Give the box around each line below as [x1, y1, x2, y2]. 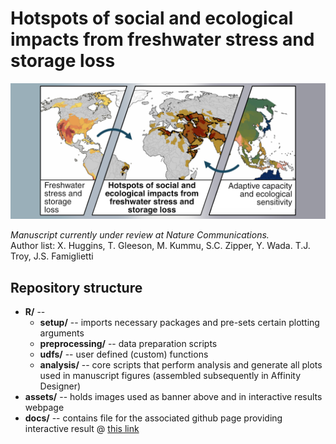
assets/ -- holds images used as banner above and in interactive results [24, 391, 323, 403]
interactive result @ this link [24, 423, 140, 435]
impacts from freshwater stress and [10, 28, 315, 51]
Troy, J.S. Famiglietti [10, 250, 94, 262]
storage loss [10, 50, 116, 72]
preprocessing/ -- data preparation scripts [39, 338, 218, 350]
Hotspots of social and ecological [10, 7, 294, 30]
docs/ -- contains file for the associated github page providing [24, 412, 283, 424]
